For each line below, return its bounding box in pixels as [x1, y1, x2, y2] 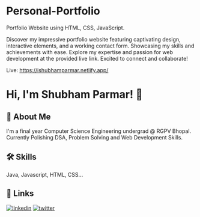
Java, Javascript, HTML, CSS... [6, 171, 83, 178]
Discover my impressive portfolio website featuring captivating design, [6, 35, 181, 43]
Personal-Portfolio [6, 4, 100, 18]
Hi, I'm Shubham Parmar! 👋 [6, 88, 143, 102]
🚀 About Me [6, 111, 51, 121]
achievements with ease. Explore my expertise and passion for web [6, 48, 173, 55]
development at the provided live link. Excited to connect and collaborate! [6, 55, 188, 62]
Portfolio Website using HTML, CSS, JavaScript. [6, 24, 125, 31]
